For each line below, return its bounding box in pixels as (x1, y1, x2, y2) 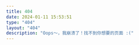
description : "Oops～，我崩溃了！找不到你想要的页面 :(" (6, 30, 134, 36)
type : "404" (6, 19, 35, 25)
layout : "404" (6, 25, 41, 31)
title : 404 (6, 8, 33, 15)
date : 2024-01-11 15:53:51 (6, 14, 72, 20)
